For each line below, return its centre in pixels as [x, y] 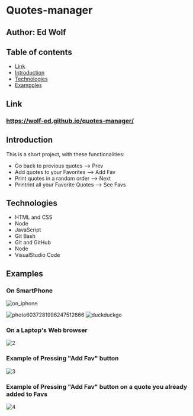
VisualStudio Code [37, 255]
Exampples [28, 85]
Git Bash [25, 236]
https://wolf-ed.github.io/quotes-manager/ [70, 121]
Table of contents [39, 52]
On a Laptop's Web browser [47, 330]
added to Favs [27, 394]
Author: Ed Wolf [36, 32]
